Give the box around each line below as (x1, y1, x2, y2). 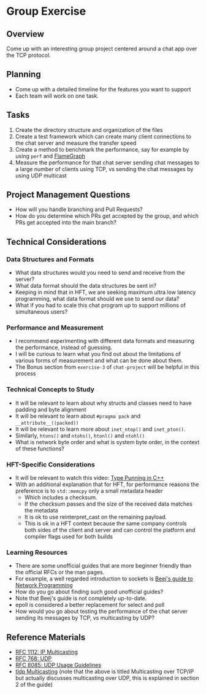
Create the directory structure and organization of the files (15, 126, 163, 133)
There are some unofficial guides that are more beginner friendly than (15, 562, 192, 569)
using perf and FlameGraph (15, 152, 86, 160)
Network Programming (15, 582, 73, 589)
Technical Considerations (6, 236, 107, 247)
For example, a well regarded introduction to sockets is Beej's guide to (15, 575, 193, 582)
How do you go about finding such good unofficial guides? (15, 588, 164, 596)
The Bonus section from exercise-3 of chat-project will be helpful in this (15, 363, 200, 371)
